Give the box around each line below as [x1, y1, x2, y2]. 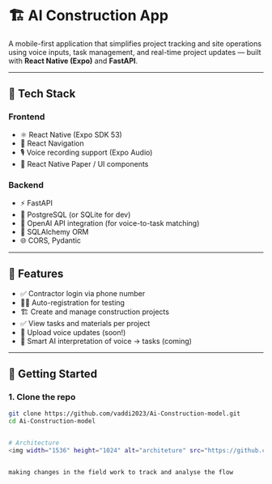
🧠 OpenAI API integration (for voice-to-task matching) [19, 218, 200, 227]
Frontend [8, 111, 45, 122]
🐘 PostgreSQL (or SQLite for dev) [19, 210, 131, 219]
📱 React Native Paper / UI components [19, 159, 149, 168]
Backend [8, 179, 45, 190]
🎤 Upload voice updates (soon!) [19, 327, 126, 337]
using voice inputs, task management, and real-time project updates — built [8, 47, 261, 57]
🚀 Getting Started [8, 367, 98, 381]
